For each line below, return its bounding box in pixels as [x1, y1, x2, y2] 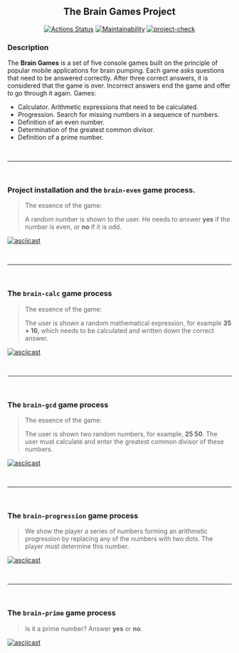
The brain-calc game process [7, 289, 112, 299]
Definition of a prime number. [17, 133, 104, 142]
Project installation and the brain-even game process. [7, 185, 196, 195]
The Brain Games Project [63, 6, 176, 18]
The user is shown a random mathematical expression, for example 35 [24, 319, 232, 327]
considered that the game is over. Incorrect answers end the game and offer [7, 81, 231, 90]
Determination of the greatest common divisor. [17, 125, 155, 134]
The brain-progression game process [7, 510, 139, 520]
